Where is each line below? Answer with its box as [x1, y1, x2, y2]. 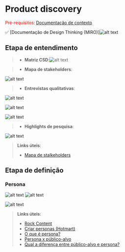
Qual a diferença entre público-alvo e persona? [24, 242, 120, 248]
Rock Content [24, 221, 52, 226]
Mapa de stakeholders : [24, 66, 73, 72]
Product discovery [5, 3, 82, 15]
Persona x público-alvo [24, 236, 72, 242]
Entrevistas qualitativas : [24, 85, 75, 91]
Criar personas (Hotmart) [24, 226, 75, 232]
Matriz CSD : [24, 56, 50, 62]
